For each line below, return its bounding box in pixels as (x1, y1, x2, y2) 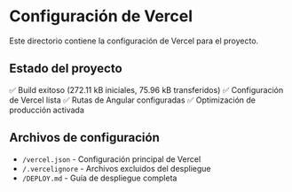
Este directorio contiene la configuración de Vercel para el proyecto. (9, 35, 259, 46)
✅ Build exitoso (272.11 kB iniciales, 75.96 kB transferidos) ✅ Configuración (9, 84, 284, 95)
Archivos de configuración (9, 130, 160, 145)
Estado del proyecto (9, 61, 122, 76)
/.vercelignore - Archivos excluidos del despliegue (21, 163, 211, 173)
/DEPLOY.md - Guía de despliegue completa (21, 173, 178, 183)
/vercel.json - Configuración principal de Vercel (21, 153, 201, 165)
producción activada (9, 104, 84, 115)
